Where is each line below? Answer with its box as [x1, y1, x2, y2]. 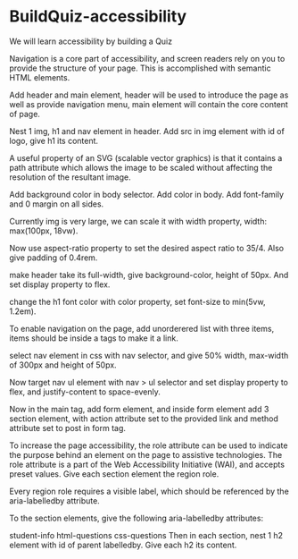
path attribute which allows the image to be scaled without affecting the [9, 162, 273, 173]
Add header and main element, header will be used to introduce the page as [9, 89, 289, 100]
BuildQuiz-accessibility [9, 6, 187, 27]
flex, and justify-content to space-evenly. [9, 386, 161, 397]
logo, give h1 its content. [9, 135, 99, 146]
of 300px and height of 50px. [9, 360, 118, 370]
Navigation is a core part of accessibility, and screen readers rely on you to [9, 53, 286, 64]
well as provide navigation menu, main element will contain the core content [9, 98, 288, 109]
